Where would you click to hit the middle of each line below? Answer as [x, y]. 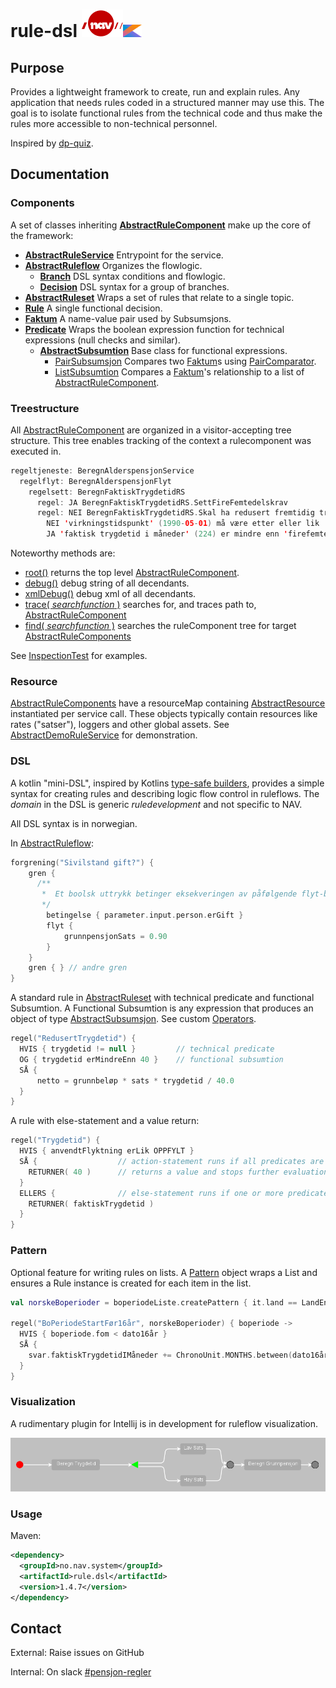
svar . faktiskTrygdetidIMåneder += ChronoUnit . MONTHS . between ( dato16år [178, 1355]
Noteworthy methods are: [63, 553]
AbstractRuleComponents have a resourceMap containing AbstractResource [168, 703]
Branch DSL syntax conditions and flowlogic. [132, 276]
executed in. [36, 451]
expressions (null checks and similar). [102, 340]
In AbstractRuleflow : [52, 843]
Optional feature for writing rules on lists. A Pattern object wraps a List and [164, 1272]
